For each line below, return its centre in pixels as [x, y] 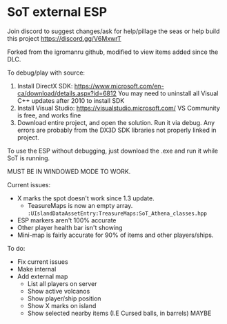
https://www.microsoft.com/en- [119, 86]
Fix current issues [42, 261]
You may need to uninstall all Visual [168, 93]
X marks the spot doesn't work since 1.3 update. [86, 198]
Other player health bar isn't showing [70, 227]
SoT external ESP [57, 12]
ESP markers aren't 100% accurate [67, 220]
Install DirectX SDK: [45, 86]
